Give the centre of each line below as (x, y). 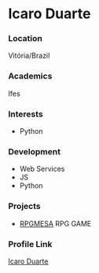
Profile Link (30, 244)
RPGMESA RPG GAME (55, 223)
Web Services (42, 169)
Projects (24, 207)
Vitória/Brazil (29, 55)
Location (26, 39)
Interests (26, 114)
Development (35, 152)
